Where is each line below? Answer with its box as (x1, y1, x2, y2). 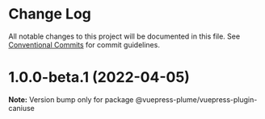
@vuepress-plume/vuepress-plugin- (135, 94, 258, 105)
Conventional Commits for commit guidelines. (8, 39, 160, 49)
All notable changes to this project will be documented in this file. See (8, 31, 241, 41)
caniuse (8, 103, 35, 113)
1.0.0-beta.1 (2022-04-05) (8, 68, 190, 87)
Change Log (8, 5, 91, 23)
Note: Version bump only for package (8, 94, 134, 105)
